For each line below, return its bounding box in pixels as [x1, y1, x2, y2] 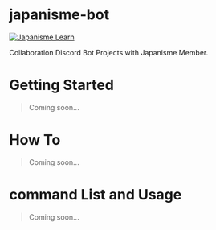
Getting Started [9, 76, 115, 94]
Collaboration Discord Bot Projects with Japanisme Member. [9, 47, 209, 57]
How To [9, 131, 61, 150]
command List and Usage [9, 186, 182, 203]
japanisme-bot [9, 6, 110, 24]
